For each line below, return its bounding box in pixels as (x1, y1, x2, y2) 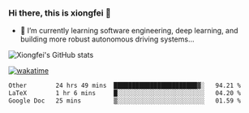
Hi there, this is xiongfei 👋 (8, 7, 111, 19)
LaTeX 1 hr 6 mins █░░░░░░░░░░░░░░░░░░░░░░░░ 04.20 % (8, 89, 242, 98)
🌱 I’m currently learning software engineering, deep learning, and (19, 26, 238, 36)
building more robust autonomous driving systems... (19, 34, 195, 44)
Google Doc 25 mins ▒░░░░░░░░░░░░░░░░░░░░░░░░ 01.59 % (8, 97, 242, 105)
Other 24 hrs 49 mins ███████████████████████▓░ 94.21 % (8, 81, 242, 90)
